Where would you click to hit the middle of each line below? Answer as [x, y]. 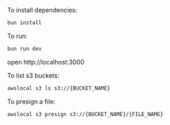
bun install [24, 23]
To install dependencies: [42, 10]
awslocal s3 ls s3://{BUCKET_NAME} [59, 88]
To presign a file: [31, 101]
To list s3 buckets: [33, 75]
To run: [17, 36]
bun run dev [24, 49]
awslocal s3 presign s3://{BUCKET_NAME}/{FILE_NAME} [85, 114]
